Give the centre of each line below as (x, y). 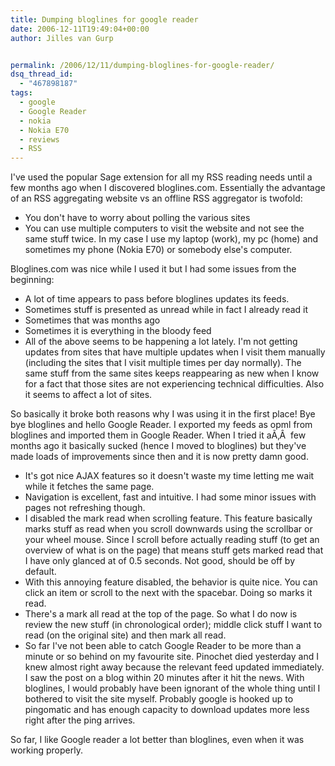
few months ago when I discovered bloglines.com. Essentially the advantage (168, 188)
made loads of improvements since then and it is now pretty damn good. (159, 457)
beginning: (32, 280)
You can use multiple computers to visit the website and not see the (164, 228)
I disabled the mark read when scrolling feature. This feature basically (168, 518)
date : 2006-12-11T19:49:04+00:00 (80, 29)
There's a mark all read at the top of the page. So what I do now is (161, 614)
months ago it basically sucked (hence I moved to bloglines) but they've (158, 446)
